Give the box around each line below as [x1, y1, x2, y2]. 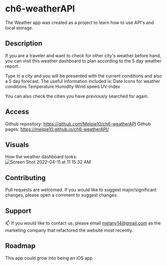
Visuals [5, 140, 29, 149]
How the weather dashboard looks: [5, 154, 77, 160]
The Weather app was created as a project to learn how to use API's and [5, 19, 154, 25]
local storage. [5, 24, 33, 30]
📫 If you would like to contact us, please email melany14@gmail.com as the [5, 220, 161, 226]
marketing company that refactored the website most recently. [5, 228, 134, 233]
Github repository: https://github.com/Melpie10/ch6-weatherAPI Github [5, 121, 151, 127]
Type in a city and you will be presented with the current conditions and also [5, 73, 162, 79]
